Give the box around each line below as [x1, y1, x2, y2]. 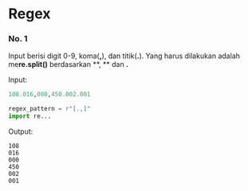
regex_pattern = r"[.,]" [8, 105, 91, 113]
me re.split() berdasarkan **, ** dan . [8, 60, 129, 69]
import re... [8, 112, 52, 120]
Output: [8, 127, 33, 136]
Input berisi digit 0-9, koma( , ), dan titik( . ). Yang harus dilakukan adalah [8, 51, 241, 60]
